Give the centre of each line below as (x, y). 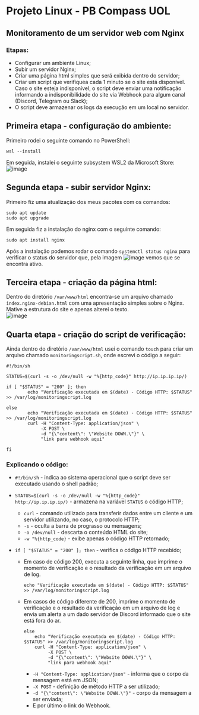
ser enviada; (48, 699)
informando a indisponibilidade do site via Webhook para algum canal (100, 94)
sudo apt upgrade (28, 218)
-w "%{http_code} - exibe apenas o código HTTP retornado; (97, 538)
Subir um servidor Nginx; (45, 69)
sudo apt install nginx (36, 240)
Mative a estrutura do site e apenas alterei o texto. (67, 309)
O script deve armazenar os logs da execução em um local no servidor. (102, 107)
